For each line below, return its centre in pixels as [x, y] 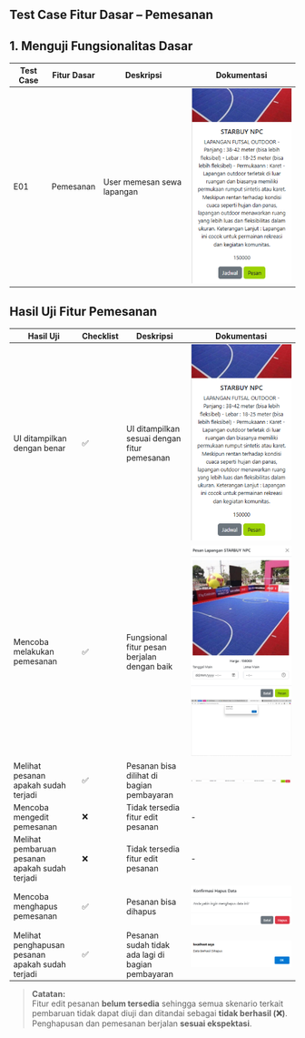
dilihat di [143, 775]
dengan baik [150, 666]
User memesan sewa [143, 182]
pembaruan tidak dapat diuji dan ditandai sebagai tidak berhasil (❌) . [159, 1013]
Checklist [100, 336]
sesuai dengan [154, 438]
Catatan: [49, 994]
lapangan [121, 191]
